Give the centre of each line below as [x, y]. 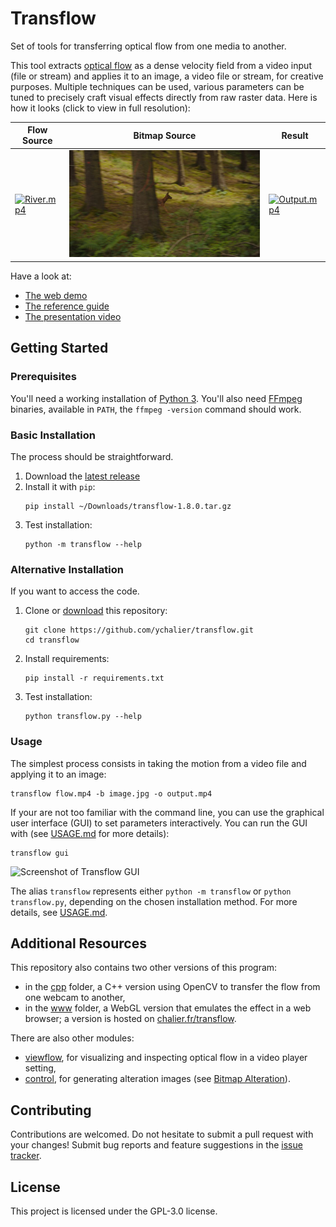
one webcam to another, [75, 998]
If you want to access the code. [75, 591]
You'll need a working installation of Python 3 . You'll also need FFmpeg [156, 398]
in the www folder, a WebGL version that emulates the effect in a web [168, 1008]
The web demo [56, 295]
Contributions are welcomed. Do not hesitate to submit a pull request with [162, 1134]
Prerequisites [43, 377]
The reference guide [67, 306]
